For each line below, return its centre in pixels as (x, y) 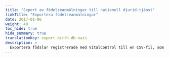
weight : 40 (17, 24)
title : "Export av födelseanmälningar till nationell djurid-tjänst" (80, 10)
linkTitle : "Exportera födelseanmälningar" (52, 15)
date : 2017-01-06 (24, 19)
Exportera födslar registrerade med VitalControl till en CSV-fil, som (87, 47)
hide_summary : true (26, 33)
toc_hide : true (21, 29)
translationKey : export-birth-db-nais (46, 38)
